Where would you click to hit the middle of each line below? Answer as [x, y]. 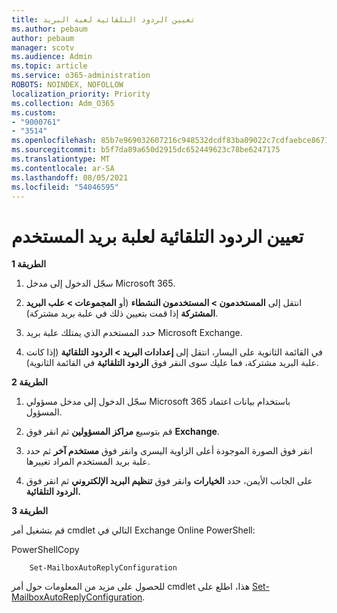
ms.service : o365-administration [81, 76]
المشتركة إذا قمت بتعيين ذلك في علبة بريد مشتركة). [122, 313]
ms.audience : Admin [52, 57]
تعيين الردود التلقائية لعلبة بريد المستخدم [157, 236]
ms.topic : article [49, 66]
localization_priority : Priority [81, 94]
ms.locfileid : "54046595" [65, 187]
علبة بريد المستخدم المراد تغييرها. [88, 462]
